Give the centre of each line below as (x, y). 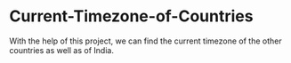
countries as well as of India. (61, 50)
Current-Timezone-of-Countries (131, 16)
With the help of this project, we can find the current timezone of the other (145, 41)
